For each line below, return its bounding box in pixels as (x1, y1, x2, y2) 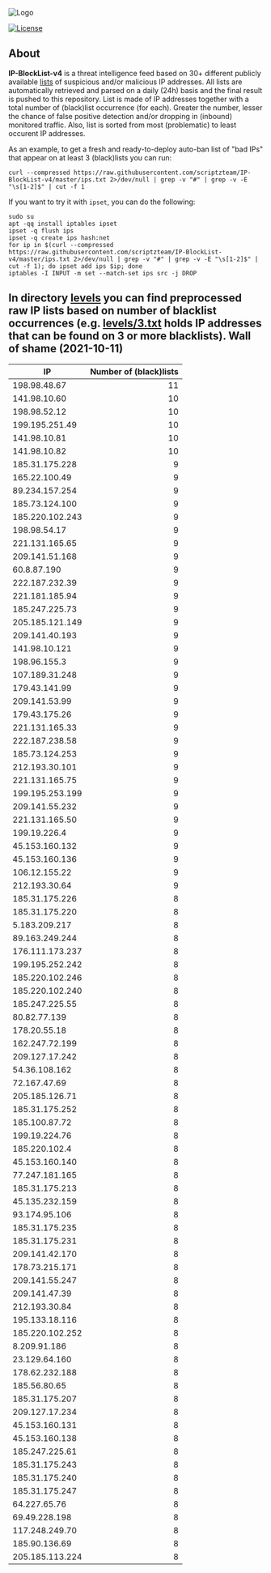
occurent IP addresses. (8, 128, 86, 138)
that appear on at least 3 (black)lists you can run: (8, 152, 172, 162)
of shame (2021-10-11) (8, 342, 124, 356)
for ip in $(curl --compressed (8, 241, 114, 249)
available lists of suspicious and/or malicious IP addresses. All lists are (8, 77, 243, 87)
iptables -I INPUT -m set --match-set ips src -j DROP (8, 269, 197, 277)
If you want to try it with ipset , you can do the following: (8, 197, 196, 207)
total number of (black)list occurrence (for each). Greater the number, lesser (8, 102, 263, 113)
